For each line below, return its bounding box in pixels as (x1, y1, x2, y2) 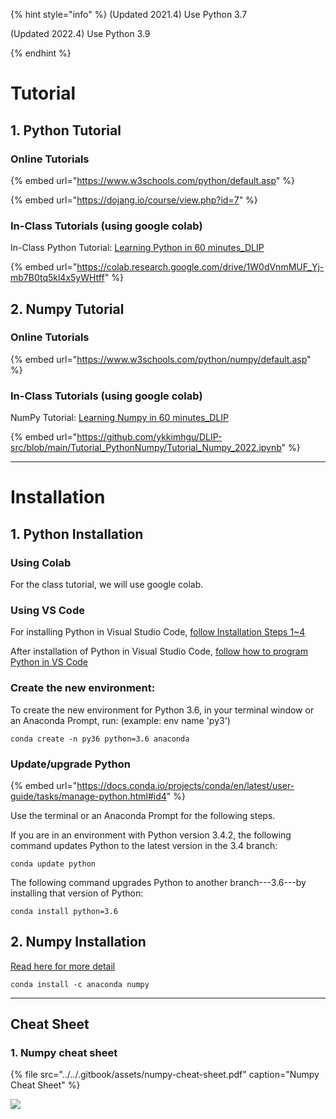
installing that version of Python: (10, 887, 144, 899)
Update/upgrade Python (10, 757, 131, 771)
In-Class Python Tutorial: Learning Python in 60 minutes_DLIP (10, 242, 265, 254)
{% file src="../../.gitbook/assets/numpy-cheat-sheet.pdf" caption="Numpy (10, 1069, 320, 1081)
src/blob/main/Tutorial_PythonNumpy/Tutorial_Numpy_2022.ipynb (10, 442, 282, 454)
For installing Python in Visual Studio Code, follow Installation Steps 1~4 (10, 626, 306, 638)
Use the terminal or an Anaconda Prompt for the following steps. (10, 809, 276, 821)
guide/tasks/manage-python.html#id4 (10, 790, 167, 802)
